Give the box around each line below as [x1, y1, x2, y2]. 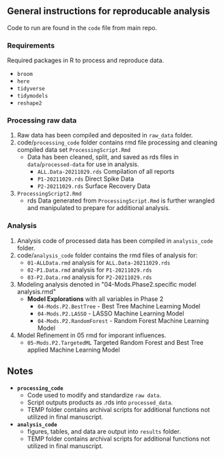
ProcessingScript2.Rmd [16, 191, 82, 198]
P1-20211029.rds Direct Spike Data [37, 174, 135, 183]
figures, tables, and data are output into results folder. [27, 427, 181, 435]
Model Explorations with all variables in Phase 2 [27, 294, 164, 303]
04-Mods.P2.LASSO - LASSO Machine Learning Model [37, 309, 184, 317]
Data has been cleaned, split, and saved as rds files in [27, 153, 179, 161]
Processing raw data [7, 116, 77, 125]
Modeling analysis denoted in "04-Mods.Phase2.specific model [16, 280, 197, 288]
